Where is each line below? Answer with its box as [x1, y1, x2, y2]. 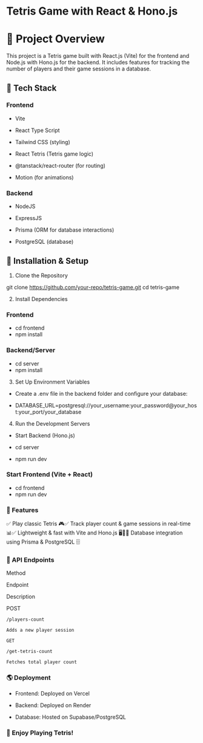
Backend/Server [6, 346, 56, 354]
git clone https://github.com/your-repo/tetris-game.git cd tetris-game [6, 283, 180, 291]
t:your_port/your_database [15, 408, 82, 415]
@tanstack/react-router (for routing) [15, 162, 106, 169]
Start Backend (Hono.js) [15, 432, 76, 439]
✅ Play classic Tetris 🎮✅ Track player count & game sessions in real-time [6, 520, 191, 527]
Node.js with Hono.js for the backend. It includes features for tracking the [6, 59, 190, 66]
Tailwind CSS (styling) [15, 138, 71, 145]
